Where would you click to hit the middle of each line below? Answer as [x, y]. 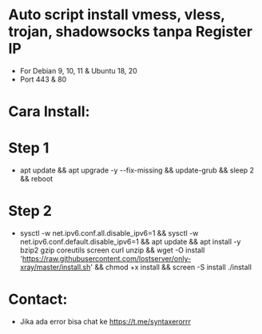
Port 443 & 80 [43, 79]
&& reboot [36, 179]
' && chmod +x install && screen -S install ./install [171, 267]
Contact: [38, 299]
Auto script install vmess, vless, [117, 15]
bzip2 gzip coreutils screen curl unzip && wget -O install [112, 250]
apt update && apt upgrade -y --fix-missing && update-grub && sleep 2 [137, 170]
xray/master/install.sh [55, 267]
